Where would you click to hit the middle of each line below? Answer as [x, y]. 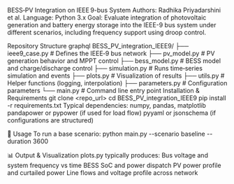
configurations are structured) [51, 120]
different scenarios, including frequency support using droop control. [107, 32]
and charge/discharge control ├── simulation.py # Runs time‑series [105, 68]
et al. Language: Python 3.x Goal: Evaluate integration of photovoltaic [107, 17]
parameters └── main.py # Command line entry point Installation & [104, 91]
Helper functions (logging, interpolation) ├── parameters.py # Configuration [117, 83]
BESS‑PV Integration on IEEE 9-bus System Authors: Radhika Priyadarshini [114, 10]
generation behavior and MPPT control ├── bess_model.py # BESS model [114, 61]
